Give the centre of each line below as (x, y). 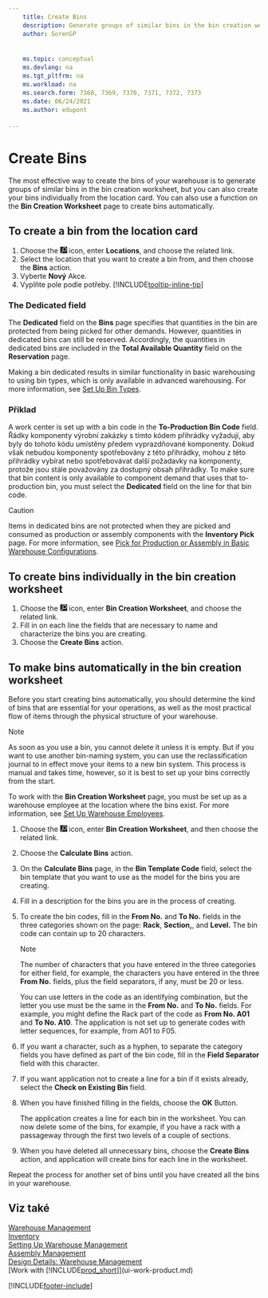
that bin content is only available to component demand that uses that (123, 478)
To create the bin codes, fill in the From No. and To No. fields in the (130, 917)
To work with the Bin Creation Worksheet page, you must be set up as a (128, 797)
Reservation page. (39, 356)
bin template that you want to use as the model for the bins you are (130, 877)
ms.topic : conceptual (58, 59)
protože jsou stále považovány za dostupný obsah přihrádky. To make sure (132, 470)
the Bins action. (45, 267)
